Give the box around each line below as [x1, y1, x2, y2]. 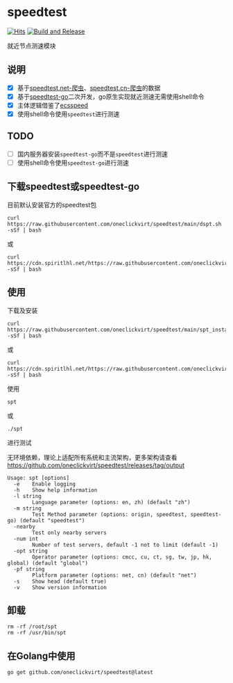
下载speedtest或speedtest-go [7, 181, 140, 193]
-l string [13, 492, 42, 499]
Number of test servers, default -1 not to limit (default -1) [32, 541, 218, 548]
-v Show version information [13, 584, 107, 591]
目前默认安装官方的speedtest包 [7, 200, 97, 209]
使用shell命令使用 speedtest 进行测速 [17, 109, 120, 118]
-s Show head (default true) [13, 578, 107, 585]
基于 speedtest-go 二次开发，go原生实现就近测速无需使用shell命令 [17, 92, 205, 101]
